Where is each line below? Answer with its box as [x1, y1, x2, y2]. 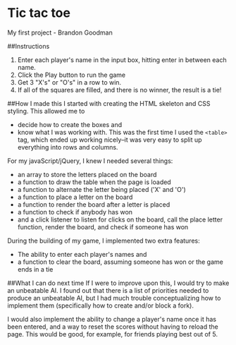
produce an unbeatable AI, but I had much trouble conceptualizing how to [7, 293, 221, 302]
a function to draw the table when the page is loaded [17, 178, 171, 186]
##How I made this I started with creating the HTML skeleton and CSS [7, 99, 211, 107]
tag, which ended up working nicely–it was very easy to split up [17, 135, 202, 144]
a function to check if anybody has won [17, 207, 132, 216]
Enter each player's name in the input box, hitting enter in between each [17, 55, 227, 64]
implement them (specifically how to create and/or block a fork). [7, 301, 194, 310]
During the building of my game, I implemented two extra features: [7, 236, 200, 245]
